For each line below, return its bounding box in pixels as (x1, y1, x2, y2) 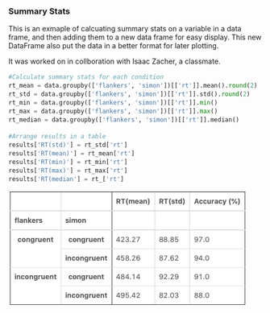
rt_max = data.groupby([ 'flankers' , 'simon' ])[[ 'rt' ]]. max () (8, 107, 218, 115)
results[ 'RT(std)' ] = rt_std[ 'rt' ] (8, 141, 128, 150)
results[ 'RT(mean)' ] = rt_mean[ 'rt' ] (8, 150, 135, 158)
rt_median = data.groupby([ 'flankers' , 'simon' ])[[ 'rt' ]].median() (8, 115, 240, 124)
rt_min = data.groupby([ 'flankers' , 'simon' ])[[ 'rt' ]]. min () (8, 98, 218, 106)
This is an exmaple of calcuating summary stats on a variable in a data (8, 24, 242, 34)
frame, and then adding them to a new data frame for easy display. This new (8, 32, 262, 42)
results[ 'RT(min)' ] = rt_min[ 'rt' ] (8, 159, 128, 167)
